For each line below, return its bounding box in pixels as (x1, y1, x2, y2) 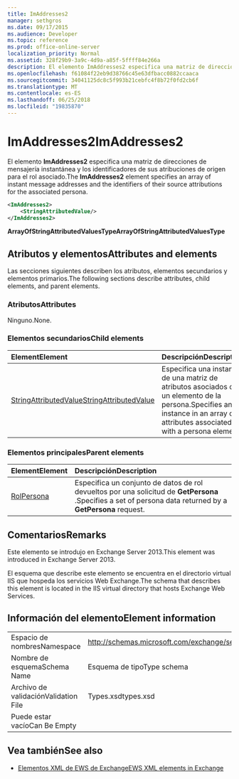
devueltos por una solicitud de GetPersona (74, 487, 218, 497)
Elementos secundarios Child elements (7, 334, 144, 344)
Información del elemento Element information (7, 613, 216, 625)
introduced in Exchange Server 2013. (7, 555, 116, 563)
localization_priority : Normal (7, 51, 100, 58)
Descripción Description (74, 466, 157, 476)
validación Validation (11, 691, 78, 701)
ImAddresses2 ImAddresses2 (7, 134, 184, 150)
